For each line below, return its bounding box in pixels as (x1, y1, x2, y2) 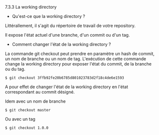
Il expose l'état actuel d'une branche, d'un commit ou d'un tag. (5, 32, 130, 38)
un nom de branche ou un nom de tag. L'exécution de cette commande (5, 56, 146, 62)
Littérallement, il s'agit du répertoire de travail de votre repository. (5, 23, 136, 28)
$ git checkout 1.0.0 (5, 125, 49, 130)
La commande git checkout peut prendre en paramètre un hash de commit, (5, 51, 155, 56)
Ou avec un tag (5, 116, 35, 122)
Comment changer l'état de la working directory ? (12, 41, 111, 47)
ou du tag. (5, 66, 26, 72)
